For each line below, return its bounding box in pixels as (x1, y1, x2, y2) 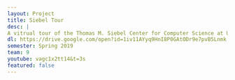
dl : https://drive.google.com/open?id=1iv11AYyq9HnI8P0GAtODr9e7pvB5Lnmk (7, 36, 227, 43)
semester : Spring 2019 (7, 42, 73, 49)
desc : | (7, 23, 30, 30)
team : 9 (7, 49, 30, 56)
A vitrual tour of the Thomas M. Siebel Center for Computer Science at (7, 29, 224, 37)
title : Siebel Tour (7, 17, 64, 24)
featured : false (7, 62, 55, 69)
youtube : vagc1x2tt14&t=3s (7, 56, 86, 63)
